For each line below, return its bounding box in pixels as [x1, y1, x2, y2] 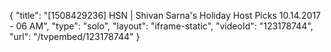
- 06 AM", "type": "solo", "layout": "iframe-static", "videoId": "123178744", [9, 20, 314, 32]
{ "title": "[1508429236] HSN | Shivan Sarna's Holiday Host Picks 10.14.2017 [9, 10, 322, 21]
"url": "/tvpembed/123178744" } [9, 31, 141, 42]
